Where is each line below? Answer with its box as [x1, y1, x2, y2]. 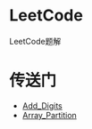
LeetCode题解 [9, 36, 62, 46]
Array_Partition [21, 109, 78, 120]
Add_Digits [21, 100, 63, 111]
